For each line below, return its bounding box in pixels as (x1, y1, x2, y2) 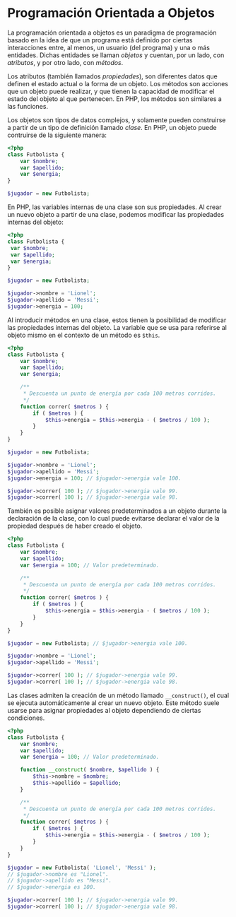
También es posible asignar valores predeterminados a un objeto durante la (7, 507, 228, 515)
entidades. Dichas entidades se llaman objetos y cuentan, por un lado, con (7, 51, 225, 59)
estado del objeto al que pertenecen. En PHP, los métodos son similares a (7, 94, 223, 103)
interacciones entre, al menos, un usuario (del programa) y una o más (7, 43, 211, 52)
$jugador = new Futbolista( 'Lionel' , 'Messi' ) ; (7, 864, 157, 871)
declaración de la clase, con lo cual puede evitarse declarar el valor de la (7, 514, 220, 523)
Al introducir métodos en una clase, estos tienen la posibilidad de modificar (7, 316, 227, 324)
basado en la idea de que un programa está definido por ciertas (7, 35, 193, 44)
